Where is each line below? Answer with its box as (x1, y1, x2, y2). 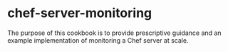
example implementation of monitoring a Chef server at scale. (7, 36, 189, 44)
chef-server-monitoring (7, 5, 152, 21)
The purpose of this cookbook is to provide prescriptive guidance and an (7, 28, 222, 37)
